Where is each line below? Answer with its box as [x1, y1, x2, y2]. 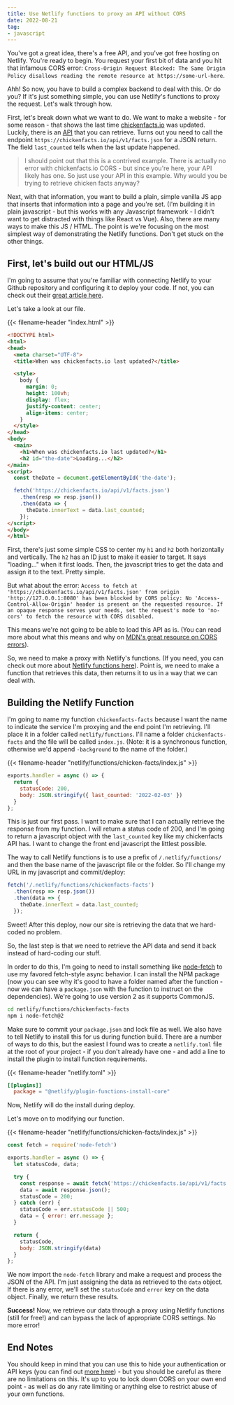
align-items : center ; [25, 409, 89, 417]
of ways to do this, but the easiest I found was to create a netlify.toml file [7, 1039, 222, 1048]
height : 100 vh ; [25, 390, 71, 397]
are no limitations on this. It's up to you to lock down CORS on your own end [7, 1375, 226, 1383]
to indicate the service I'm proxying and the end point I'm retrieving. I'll [7, 723, 211, 731]
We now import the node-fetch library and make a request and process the [7, 1271, 222, 1279]
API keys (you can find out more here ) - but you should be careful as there [7, 1367, 221, 1376]
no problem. [27, 927, 62, 936]
